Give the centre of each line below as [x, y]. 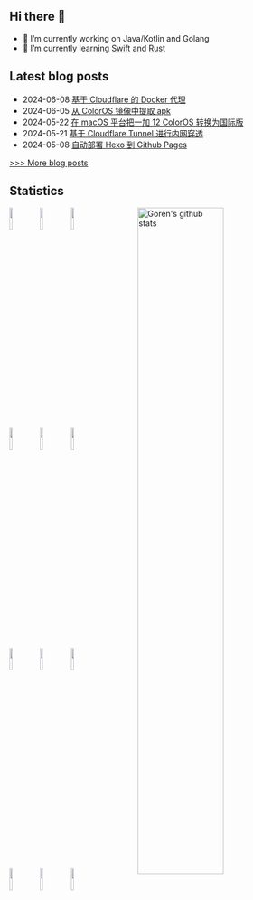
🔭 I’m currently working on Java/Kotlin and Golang [116, 38]
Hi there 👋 [37, 17]
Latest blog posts [59, 76]
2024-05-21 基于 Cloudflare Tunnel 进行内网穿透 [112, 133]
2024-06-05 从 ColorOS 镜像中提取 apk [97, 110]
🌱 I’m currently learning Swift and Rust [94, 48]
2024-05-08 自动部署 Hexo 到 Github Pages [105, 145]
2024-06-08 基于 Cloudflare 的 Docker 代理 [104, 99]
